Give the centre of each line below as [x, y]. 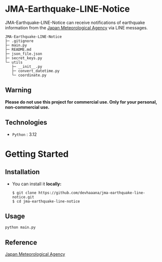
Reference [21, 242]
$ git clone [24, 193]
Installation [22, 172]
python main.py [20, 228]
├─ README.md [18, 49]
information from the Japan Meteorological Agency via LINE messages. [76, 27]
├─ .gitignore [19, 41]
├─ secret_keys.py [24, 58]
